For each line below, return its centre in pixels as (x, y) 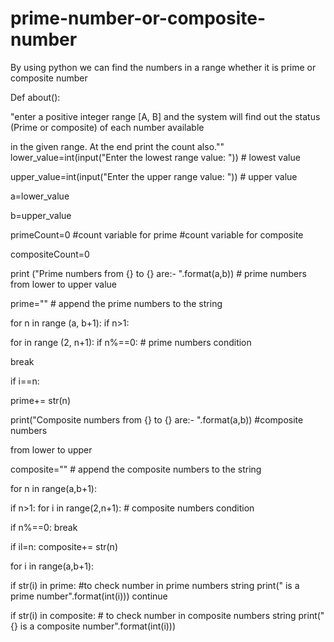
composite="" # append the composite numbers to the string (136, 469)
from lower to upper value (63, 284)
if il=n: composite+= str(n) (64, 546)
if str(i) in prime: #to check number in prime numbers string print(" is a (155, 585)
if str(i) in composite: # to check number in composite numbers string (153, 615)
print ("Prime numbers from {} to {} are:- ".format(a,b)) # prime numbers (158, 273)
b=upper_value (41, 215)
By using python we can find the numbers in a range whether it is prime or (163, 67)
